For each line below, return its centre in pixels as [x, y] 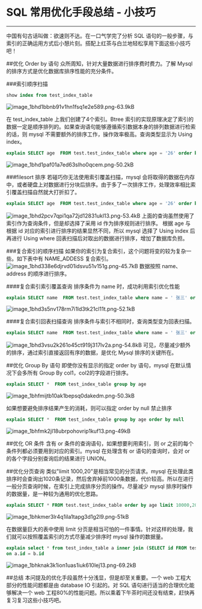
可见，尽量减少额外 [167, 345]
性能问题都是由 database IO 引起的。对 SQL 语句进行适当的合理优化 [106, 585]
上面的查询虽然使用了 [168, 216]
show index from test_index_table [50, 95]
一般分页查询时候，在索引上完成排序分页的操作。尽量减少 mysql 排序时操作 [99, 486]
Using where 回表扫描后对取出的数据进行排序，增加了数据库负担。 [106, 238]
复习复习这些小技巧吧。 [35, 600]
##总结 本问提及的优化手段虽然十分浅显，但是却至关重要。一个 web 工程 [96, 577]
